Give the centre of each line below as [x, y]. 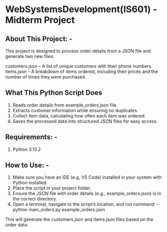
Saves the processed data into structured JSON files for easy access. [85, 121]
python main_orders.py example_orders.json [59, 210]
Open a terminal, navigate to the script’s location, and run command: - [86, 204]
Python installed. [30, 183]
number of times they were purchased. [46, 77]
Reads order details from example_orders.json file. [65, 105]
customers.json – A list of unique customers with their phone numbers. [79, 66]
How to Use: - [27, 165]
